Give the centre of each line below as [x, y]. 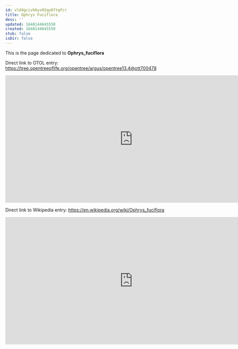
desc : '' [14, 19]
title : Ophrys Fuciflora [32, 15]
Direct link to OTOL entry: [32, 63]
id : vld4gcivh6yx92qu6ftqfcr [36, 10]
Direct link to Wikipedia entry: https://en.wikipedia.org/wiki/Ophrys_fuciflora [85, 210]
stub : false [18, 34]
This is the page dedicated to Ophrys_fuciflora [55, 53]
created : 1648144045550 [31, 29]
